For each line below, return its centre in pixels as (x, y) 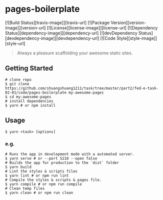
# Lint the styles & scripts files (41, 171)
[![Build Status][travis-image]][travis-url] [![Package (58, 23)
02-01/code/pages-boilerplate (36, 92)
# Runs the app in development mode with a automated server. (70, 154)
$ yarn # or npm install (30, 105)
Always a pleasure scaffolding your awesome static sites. (75, 53)
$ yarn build (18, 167)
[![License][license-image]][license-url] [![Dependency (102, 27)
